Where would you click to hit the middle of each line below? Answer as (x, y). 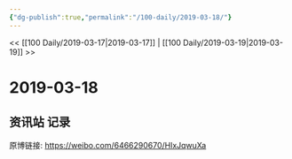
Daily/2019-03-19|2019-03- (233, 42)
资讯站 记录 (40, 122)
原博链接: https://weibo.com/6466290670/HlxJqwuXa (108, 145)
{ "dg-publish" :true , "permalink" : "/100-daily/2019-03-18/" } (121, 17)
